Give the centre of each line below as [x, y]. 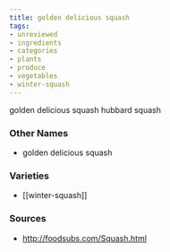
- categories [34, 51]
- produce [28, 68]
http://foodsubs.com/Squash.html [85, 238]
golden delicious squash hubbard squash [85, 109]
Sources [28, 219]
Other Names [39, 133]
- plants [25, 59]
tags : [19, 26]
